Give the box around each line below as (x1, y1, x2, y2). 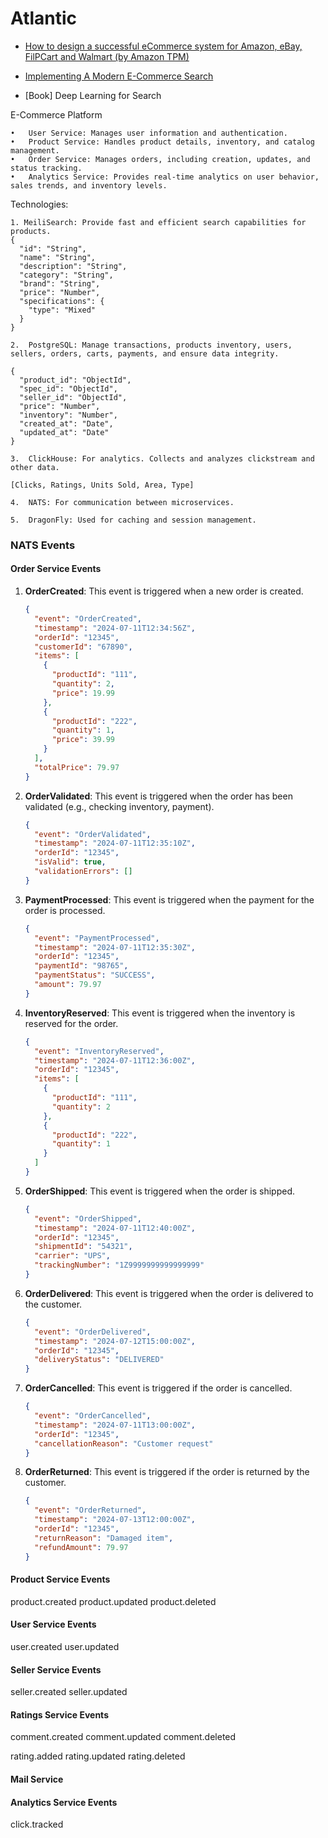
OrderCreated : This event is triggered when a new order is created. (24, 585, 304, 597)
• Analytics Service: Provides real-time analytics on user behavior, (10, 172, 320, 182)
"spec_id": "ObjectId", (19, 383, 118, 394)
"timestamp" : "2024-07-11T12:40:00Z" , (34, 1223, 196, 1233)
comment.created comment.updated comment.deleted (10, 1731, 237, 1743)
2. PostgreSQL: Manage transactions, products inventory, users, (10, 340, 293, 350)
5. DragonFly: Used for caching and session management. (10, 515, 257, 525)
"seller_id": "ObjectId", (19, 392, 128, 402)
